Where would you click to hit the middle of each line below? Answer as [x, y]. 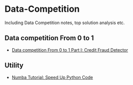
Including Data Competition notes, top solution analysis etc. [65, 23]
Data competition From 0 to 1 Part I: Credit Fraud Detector [70, 50]
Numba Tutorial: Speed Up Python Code [52, 77]
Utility [14, 66]
